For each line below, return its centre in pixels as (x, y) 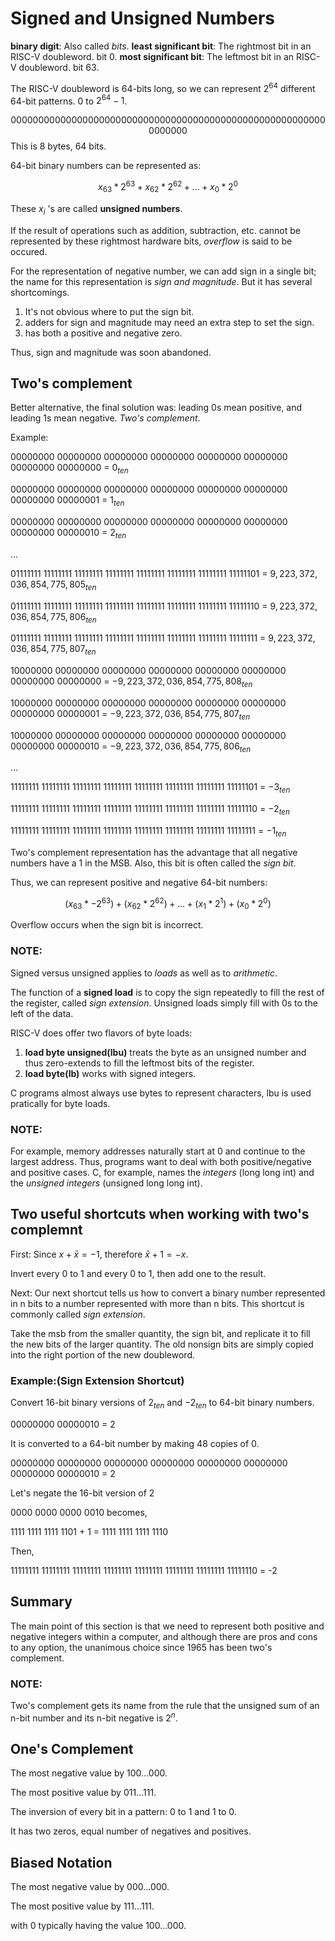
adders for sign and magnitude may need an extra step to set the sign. (169, 322)
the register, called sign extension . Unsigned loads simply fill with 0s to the (164, 1003)
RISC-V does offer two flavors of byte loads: (101, 1033)
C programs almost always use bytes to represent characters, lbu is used (161, 1093)
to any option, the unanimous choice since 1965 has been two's (141, 1647)
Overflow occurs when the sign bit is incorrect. (107, 925)
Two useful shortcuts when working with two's (160, 1214)
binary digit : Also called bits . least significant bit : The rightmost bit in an (161, 46)
